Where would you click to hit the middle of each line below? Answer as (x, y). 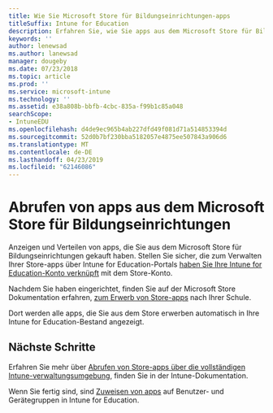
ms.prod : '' (28, 84)
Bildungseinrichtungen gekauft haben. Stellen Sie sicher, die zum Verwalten (135, 256)
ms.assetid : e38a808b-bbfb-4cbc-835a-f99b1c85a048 (96, 107)
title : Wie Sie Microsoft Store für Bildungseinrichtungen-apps (119, 16)
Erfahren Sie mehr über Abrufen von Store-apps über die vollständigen (127, 367)
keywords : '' (30, 39)
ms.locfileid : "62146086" (52, 167)
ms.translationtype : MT (49, 144)
